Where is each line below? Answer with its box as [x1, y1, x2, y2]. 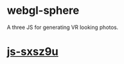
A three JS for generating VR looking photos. [7, 24, 119, 31]
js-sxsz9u [7, 45, 59, 59]
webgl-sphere [7, 4, 79, 18]
